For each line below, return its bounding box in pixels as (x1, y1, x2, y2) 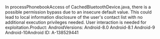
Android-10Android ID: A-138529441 (5, 30, 79, 35)
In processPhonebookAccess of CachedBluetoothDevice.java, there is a (5, 4, 151, 10)
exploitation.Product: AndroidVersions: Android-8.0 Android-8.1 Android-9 (5, 25, 155, 30)
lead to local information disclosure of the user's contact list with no (5, 14, 143, 20)
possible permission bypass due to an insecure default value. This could (5, 9, 152, 15)
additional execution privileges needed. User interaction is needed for (5, 19, 147, 25)
